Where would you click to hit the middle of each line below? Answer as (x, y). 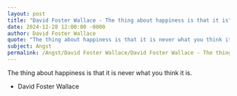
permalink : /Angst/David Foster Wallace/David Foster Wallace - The (110, 53)
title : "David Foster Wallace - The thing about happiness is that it (113, 20)
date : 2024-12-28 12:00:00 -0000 (56, 27)
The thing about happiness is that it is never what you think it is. (100, 73)
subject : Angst (30, 46)
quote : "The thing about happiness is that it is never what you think (115, 40)
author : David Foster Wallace (52, 33)
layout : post (26, 14)
